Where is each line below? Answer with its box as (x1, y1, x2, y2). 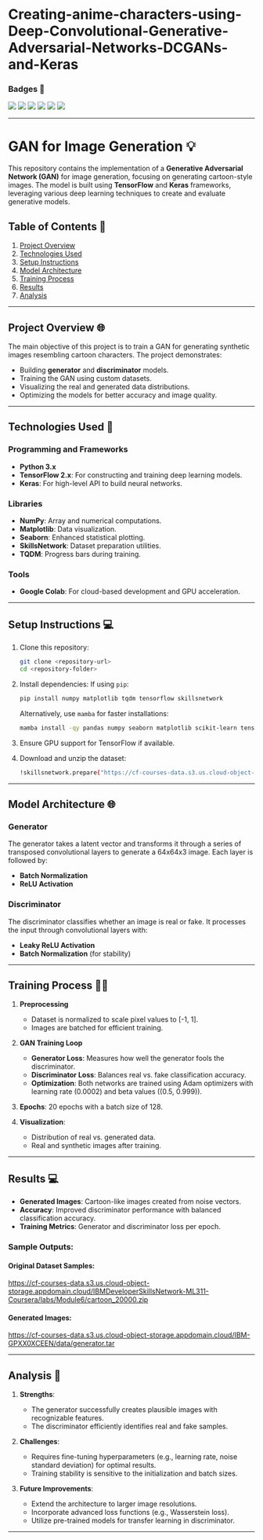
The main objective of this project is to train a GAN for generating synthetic (8, 342, 250, 351)
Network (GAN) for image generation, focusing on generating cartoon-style (8, 172, 253, 181)
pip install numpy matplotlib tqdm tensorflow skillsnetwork (19, 694, 224, 702)
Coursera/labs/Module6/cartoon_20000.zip (8, 1295, 149, 1304)
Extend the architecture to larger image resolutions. (31, 1499, 197, 1509)
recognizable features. (31, 1414, 104, 1423)
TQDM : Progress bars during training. (19, 550, 141, 559)
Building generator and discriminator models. (19, 365, 169, 375)
